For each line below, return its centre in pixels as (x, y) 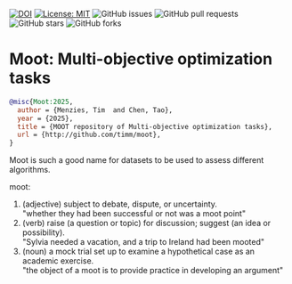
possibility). (43, 232)
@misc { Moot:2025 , (41, 101)
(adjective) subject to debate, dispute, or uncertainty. (120, 204)
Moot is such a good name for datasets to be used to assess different (137, 160)
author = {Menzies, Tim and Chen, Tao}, (95, 110)
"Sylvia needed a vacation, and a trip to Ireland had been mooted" (143, 242)
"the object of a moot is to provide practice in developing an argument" (153, 271)
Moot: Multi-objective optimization (141, 59)
